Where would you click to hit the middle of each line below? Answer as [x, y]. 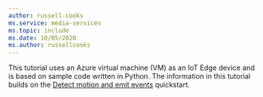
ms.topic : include [39, 30]
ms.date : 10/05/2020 [43, 38]
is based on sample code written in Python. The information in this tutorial [130, 76]
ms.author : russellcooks [49, 45]
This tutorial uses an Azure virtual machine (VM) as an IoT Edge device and [131, 68]
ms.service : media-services [55, 23]
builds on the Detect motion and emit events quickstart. [99, 85]
